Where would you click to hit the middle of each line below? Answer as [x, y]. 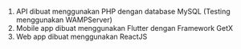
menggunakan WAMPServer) [64, 20]
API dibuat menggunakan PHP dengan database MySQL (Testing [123, 11]
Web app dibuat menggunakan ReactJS [82, 36]
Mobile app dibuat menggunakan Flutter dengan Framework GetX [125, 28]
